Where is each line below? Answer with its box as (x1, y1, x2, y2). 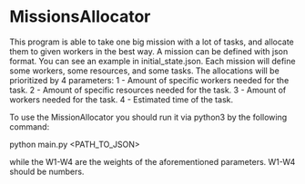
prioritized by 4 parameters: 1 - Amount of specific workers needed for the (9, 74, 290, 85)
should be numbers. (9, 166, 85, 177)
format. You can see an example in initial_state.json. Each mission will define (9, 55, 296, 66)
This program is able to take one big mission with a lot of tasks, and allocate (9, 36, 294, 47)
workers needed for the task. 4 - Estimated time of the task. (9, 93, 234, 105)
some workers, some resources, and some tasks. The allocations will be (9, 65, 280, 76)
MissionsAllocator (9, 6, 151, 27)
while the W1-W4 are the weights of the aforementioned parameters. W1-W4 (9, 156, 296, 167)
